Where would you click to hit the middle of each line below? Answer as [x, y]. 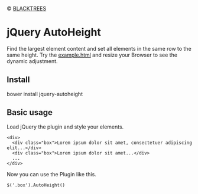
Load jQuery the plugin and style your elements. [65, 127]
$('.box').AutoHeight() [36, 185]
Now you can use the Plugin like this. [51, 174]
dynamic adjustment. [32, 61]
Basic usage [30, 112]
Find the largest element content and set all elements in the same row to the [99, 48]
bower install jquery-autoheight [45, 94]
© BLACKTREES [27, 9]
